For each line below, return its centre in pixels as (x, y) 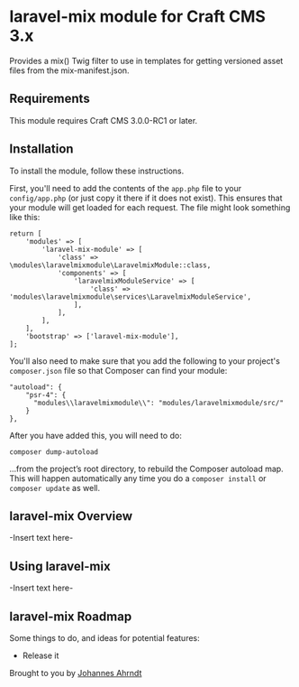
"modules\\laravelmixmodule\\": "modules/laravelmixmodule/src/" (158, 403)
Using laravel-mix (60, 566)
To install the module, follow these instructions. (97, 171)
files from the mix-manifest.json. (69, 70)
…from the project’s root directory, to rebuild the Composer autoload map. (146, 469)
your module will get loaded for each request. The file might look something (150, 207)
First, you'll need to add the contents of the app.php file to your (126, 188)
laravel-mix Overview (71, 516)
